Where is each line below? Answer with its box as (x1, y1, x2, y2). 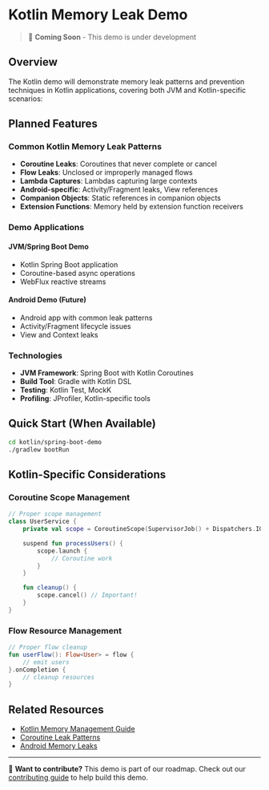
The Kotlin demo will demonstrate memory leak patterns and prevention (8, 76, 245, 86)
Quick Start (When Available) (8, 417, 156, 431)
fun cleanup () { (22, 584, 78, 592)
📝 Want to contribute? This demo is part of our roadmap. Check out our (8, 764, 247, 774)
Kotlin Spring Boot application (19, 259, 118, 269)
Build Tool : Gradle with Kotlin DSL (19, 377, 132, 387)
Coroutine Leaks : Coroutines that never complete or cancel (19, 159, 218, 169)
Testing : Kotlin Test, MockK (19, 385, 112, 395)
